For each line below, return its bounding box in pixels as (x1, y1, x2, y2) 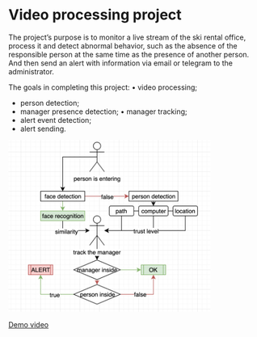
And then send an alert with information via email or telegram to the (8, 58, 233, 68)
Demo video (8, 319, 49, 329)
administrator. (8, 66, 55, 76)
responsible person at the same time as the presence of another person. (8, 49, 250, 59)
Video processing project (8, 6, 182, 24)
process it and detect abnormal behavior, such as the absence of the (8, 40, 238, 50)
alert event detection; (19, 115, 91, 124)
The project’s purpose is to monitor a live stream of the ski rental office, (8, 32, 246, 42)
